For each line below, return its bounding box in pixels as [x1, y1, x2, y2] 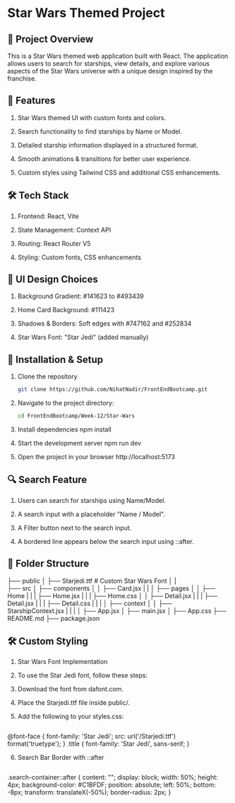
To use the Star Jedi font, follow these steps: [17, 671, 148, 679]
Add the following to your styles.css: [17, 712, 124, 721]
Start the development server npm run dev [17, 439, 142, 447]
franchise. [7, 74, 37, 83]
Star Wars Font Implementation [17, 658, 108, 666]
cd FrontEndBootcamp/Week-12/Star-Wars [17, 412, 135, 420]
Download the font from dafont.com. [17, 685, 123, 694]
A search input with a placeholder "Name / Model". [17, 510, 166, 518]
